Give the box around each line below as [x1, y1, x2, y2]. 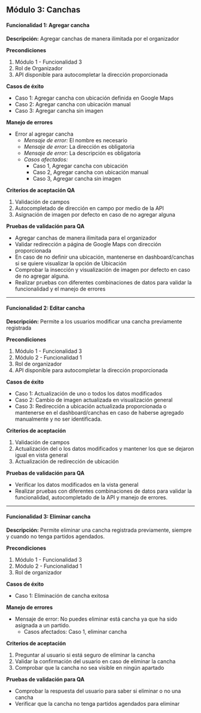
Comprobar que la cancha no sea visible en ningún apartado [14, 664, 165, 671]
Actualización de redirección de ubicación [14, 457, 119, 465]
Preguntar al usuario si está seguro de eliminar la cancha [14, 651, 156, 658]
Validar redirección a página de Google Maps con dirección [14, 240, 162, 248]
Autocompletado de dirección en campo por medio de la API [14, 204, 165, 212]
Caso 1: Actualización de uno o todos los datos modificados [14, 390, 163, 397]
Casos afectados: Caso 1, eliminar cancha [23, 628, 127, 635]
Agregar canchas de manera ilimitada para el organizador [14, 234, 157, 241]
